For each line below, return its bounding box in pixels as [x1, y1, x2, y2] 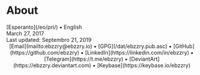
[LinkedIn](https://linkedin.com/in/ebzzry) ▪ [85, 49, 194, 56]
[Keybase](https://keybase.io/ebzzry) [96, 61, 191, 69]
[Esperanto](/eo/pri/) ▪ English [6, 23, 82, 31]
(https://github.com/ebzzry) [10, 49, 80, 56]
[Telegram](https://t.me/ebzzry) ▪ [44, 55, 128, 62]
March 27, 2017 [6, 29, 44, 37]
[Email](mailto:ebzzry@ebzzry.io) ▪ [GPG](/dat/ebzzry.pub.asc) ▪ [8, 43, 172, 50]
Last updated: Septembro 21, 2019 [6, 36, 92, 43]
